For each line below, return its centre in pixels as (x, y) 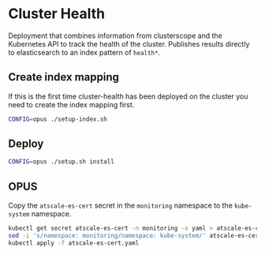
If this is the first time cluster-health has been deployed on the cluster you (128, 96)
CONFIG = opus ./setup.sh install (61, 162)
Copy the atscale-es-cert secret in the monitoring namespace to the (120, 205)
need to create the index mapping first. (71, 104)
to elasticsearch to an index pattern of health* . (84, 52)
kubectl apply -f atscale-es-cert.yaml (74, 243)
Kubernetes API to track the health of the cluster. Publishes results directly (129, 43)
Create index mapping (64, 77)
